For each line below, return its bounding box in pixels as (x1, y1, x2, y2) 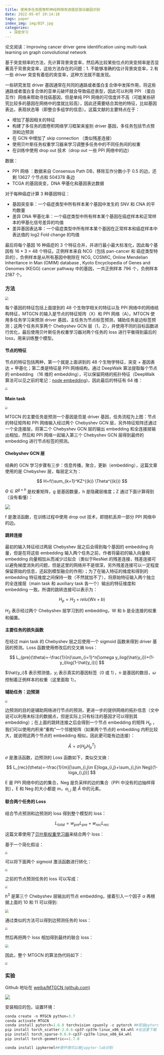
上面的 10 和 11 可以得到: (9, 899, 58, 905)
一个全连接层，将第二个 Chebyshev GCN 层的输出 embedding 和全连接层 (5, 426, 152, 432)
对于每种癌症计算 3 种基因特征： (5, 191, 70, 196)
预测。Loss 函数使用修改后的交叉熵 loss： (13, 645, 98, 650)
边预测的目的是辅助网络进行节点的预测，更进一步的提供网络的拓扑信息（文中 (5, 707, 159, 713)
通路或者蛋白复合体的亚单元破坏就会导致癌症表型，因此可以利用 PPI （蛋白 (5, 88, 155, 94)
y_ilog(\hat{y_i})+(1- (115, 654, 155, 660)
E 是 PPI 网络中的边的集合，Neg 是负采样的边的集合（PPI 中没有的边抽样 (5, 779, 151, 785)
